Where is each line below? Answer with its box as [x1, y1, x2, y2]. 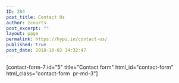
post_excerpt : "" [6, 25, 49, 31]
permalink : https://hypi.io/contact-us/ [6, 36, 108, 42]
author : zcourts [6, 20, 46, 25]
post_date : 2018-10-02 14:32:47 [6, 47, 86, 53]
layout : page [6, 31, 39, 37]
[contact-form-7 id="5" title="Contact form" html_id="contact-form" [6, 63, 174, 71]
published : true [6, 42, 46, 48]
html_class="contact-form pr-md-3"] [6, 69, 98, 77]
